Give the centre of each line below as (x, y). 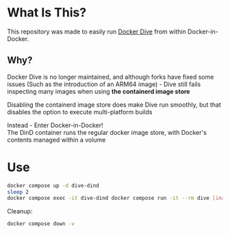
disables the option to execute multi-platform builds (80, 112)
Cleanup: (20, 211)
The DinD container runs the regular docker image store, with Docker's (107, 132)
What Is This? (47, 13)
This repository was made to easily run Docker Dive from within (97, 31)
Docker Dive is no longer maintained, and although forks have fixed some (111, 77)
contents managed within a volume (56, 140)
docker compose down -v (41, 224)
